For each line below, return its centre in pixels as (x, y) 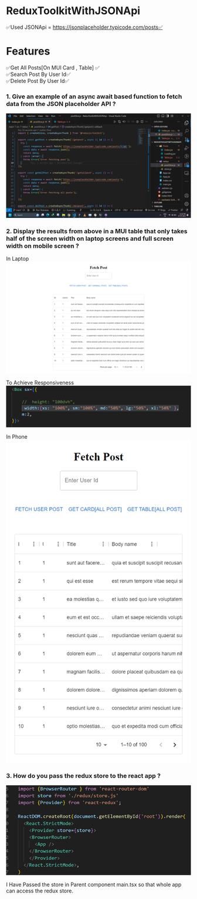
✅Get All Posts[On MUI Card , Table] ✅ (53, 67)
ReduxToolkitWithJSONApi (73, 11)
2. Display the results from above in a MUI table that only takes (97, 231)
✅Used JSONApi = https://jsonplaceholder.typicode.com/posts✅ (84, 27)
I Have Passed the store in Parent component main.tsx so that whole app (94, 884)
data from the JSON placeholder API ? (61, 104)
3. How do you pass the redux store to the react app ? (84, 775)
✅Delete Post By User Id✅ (38, 81)
